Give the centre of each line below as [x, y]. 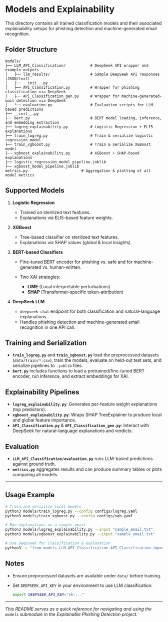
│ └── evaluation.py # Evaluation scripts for [74, 105]
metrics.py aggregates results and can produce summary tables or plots [87, 469]
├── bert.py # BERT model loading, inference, [84, 118]
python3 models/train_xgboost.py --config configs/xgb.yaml [69, 516]
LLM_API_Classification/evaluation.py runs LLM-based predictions [82, 459]
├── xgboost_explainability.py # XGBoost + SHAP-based [72, 153]
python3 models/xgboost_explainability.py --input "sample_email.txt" [80, 534]
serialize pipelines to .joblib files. [48, 366]
